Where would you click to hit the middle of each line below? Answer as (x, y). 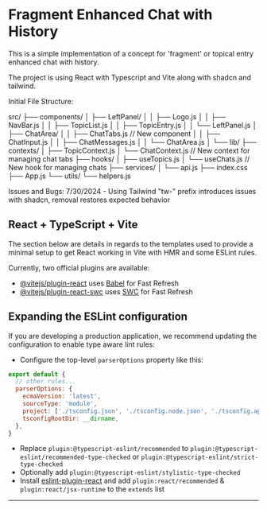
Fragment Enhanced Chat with (110, 15)
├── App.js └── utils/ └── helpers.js (70, 176)
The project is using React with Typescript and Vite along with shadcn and (130, 77)
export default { (37, 374)
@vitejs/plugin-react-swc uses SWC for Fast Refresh (106, 291)
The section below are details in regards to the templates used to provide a (131, 243)
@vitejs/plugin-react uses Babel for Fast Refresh (99, 283)
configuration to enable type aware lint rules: (81, 344)
